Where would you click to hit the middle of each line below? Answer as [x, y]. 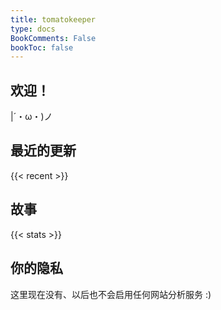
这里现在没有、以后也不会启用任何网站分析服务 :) [111, 294]
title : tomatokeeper [53, 19]
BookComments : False [53, 38]
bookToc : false [42, 47]
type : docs [33, 29]
